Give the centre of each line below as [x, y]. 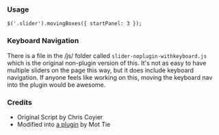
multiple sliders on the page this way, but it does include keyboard [100, 70]
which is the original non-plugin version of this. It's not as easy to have [107, 63]
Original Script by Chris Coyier [60, 117]
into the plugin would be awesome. [56, 85]
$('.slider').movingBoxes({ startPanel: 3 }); [75, 24]
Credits [20, 102]
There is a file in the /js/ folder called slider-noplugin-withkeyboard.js [107, 55]
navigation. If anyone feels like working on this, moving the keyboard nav [110, 77]
